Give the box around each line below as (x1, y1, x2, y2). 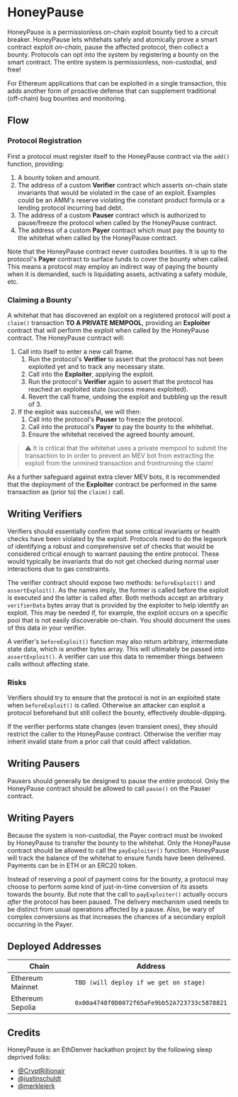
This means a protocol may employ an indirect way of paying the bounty (7, 262, 218, 271)
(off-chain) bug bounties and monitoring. (7, 93, 126, 103)
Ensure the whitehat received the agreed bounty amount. (28, 430, 195, 438)
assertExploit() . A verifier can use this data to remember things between (7, 652, 223, 661)
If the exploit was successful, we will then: (17, 407, 142, 416)
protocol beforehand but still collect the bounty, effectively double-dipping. (7, 709, 227, 717)
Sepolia (11, 1003, 36, 1013)
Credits (7, 1026, 41, 1038)
